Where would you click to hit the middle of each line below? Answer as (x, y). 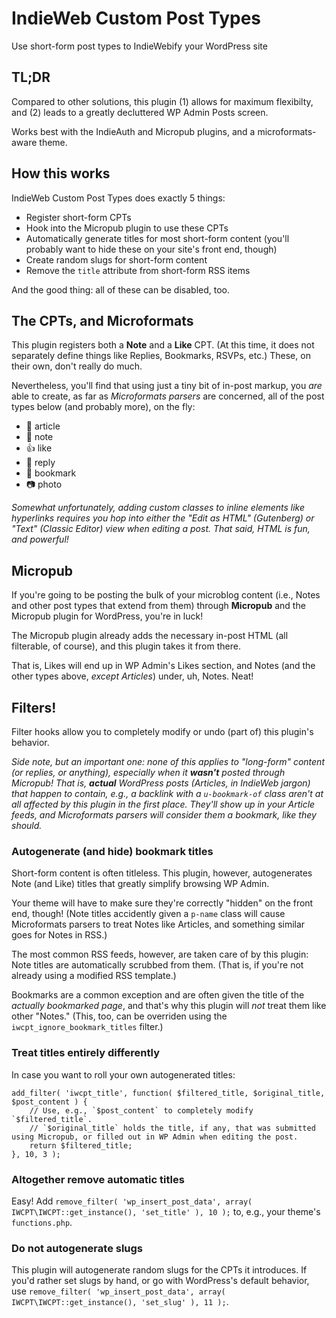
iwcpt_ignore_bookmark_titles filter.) (87, 1027)
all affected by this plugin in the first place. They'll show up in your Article (163, 804)
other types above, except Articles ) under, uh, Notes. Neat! (132, 676)
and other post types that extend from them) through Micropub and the (158, 606)
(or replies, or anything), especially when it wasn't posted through (148, 772)
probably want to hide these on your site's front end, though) (151, 249)
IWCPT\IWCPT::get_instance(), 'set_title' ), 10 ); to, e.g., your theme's (166, 1211)
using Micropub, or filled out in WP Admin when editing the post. (155, 1137)
